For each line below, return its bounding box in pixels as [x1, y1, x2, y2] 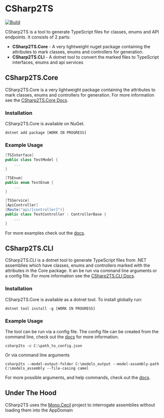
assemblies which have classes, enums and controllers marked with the [5, 262, 150, 269]
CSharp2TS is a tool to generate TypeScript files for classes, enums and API [5, 29, 159, 35]
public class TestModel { [5, 157, 58, 163]
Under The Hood [5, 389, 56, 397]
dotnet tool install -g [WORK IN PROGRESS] [5, 306, 96, 311]
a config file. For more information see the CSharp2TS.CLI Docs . [5, 273, 136, 279]
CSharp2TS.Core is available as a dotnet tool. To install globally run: [5, 296, 142, 302]
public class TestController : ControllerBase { [5, 211, 107, 217]
